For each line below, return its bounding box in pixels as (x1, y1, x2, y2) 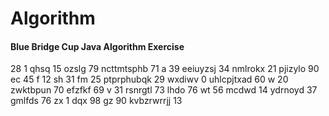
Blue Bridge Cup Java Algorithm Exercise (10, 40, 185, 52)
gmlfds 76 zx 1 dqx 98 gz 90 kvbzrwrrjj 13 (10, 95, 183, 107)
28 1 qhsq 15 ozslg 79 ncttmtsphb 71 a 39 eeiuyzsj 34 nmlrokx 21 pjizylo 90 (10, 63, 320, 75)
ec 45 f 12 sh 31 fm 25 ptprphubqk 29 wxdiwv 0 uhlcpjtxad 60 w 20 (10, 73, 289, 86)
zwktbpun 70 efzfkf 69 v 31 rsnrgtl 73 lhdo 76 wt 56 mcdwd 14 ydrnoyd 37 (10, 84, 318, 96)
